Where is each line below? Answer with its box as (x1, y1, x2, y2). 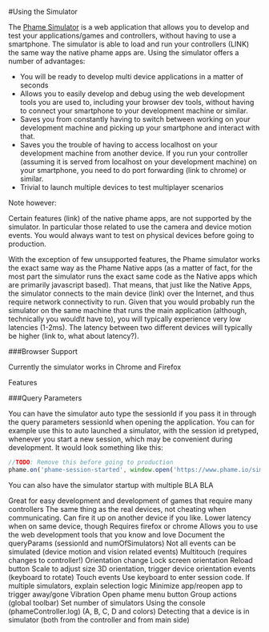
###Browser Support (8, 347, 78, 356)
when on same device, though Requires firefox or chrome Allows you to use (8, 521, 259, 531)
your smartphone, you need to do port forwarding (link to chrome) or (19, 166, 247, 175)
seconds (19, 80, 49, 90)
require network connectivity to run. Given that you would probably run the (8, 297, 255, 307)
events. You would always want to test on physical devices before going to (8, 231, 255, 240)
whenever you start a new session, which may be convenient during (8, 434, 233, 444)
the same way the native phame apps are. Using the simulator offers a (8, 48, 239, 57)
